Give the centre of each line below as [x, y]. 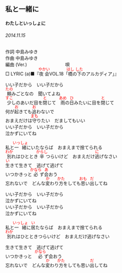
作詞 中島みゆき [22, 52]
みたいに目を [87, 103]
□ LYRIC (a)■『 [22, 74]
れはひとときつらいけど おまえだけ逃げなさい [60, 237]
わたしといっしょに [26, 23]
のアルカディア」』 [100, 74]
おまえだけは [19, 121]
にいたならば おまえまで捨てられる [65, 148]
